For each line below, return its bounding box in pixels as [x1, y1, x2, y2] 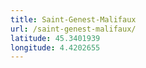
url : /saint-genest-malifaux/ [10, 24, 137, 34]
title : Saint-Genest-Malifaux [10, 14, 137, 25]
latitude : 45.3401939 [10, 33, 101, 43]
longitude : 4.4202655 [10, 42, 101, 53]
